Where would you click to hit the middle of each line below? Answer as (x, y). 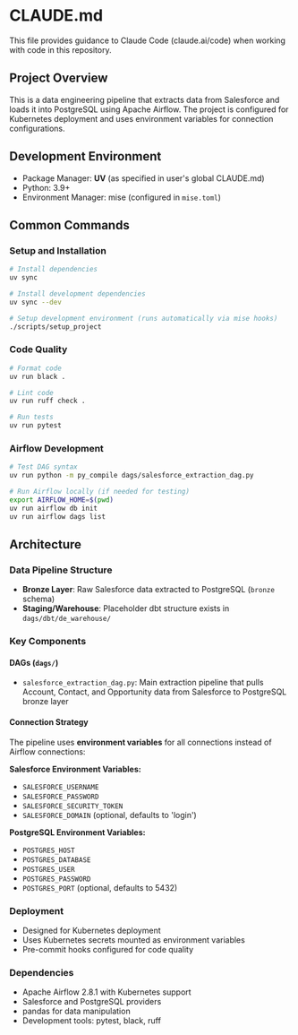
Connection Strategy (49, 722)
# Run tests (31, 418)
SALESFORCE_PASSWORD (60, 797)
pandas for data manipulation (77, 1011)
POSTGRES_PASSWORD (56, 879)
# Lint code (31, 392)
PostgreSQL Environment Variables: (77, 832)
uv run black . (38, 376)
